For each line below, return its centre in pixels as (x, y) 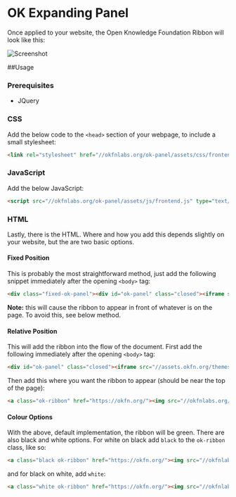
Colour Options (30, 417)
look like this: (26, 39)
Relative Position (32, 331)
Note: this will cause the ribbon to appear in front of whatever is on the (110, 307)
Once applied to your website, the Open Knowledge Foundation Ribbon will (116, 32)
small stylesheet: (32, 141)
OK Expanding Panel (68, 13)
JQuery (28, 101)
